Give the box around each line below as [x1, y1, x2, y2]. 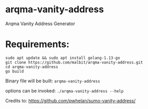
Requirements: [5, 38, 70, 50]
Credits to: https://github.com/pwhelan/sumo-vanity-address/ [5, 97, 136, 103]
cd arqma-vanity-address [5, 64, 58, 70]
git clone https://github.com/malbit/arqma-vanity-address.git [5, 60, 143, 65]
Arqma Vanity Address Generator [5, 20, 75, 27]
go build [5, 69, 24, 74]
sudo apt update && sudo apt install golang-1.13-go [5, 55, 120, 60]
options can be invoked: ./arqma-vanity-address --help [5, 88, 124, 94]
